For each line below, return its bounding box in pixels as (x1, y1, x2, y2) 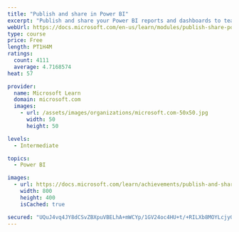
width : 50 (26, 116, 55, 123)
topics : (7, 154, 31, 162)
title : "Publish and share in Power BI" (7, 10, 129, 18)
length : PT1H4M (7, 43, 53, 51)
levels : (7, 135, 31, 142)
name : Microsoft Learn (14, 90, 81, 97)
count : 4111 (14, 57, 50, 64)
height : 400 (20, 194, 55, 201)
